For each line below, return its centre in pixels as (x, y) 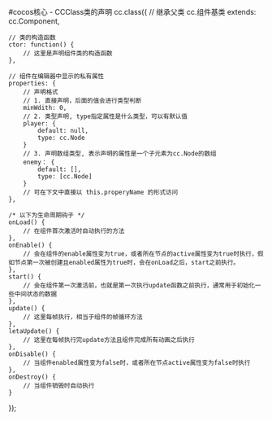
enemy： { (39, 162)
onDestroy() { (32, 377)
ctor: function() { (41, 45)
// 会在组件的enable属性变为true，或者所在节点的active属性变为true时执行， (140, 254)
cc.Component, (34, 21)
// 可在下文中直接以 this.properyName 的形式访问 (101, 192)
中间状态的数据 (36, 294)
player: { (40, 124)
